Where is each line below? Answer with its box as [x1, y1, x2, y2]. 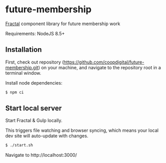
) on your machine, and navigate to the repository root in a [38, 64, 161, 70]
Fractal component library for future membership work [5, 21, 120, 27]
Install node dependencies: [5, 79, 63, 86]
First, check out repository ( [5, 59, 64, 65]
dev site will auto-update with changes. [5, 133, 89, 139]
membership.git [5, 64, 38, 70]
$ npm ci [5, 90, 24, 95]
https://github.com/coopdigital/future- [64, 59, 144, 65]
